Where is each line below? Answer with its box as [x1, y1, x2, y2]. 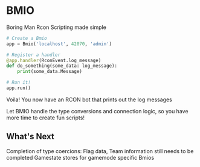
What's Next [6, 131, 54, 142]
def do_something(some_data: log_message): [6, 63, 118, 69]
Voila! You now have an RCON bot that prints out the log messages [6, 96, 172, 103]
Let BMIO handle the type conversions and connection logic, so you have [6, 107, 189, 115]
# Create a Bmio [6, 35, 47, 41]
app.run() [6, 85, 31, 91]
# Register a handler [6, 52, 61, 58]
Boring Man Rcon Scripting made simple [6, 24, 107, 31]
